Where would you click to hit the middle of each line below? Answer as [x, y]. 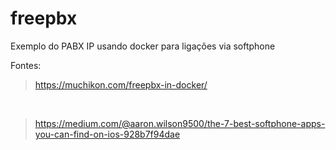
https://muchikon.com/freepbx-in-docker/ [121, 84]
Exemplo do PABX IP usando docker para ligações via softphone [143, 46]
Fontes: [26, 65]
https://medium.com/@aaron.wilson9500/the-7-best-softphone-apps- [180, 123]
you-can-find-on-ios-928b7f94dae [107, 134]
